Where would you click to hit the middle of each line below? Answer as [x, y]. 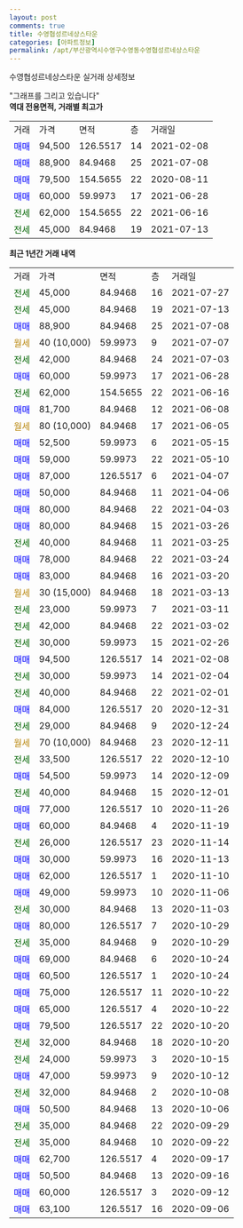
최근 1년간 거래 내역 [43, 253]
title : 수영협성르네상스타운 [54, 34]
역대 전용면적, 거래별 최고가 [56, 107]
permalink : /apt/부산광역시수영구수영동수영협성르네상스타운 [105, 51]
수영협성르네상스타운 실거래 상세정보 [72, 77]
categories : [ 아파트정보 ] [52, 42]
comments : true [37, 26]
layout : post [33, 17]
